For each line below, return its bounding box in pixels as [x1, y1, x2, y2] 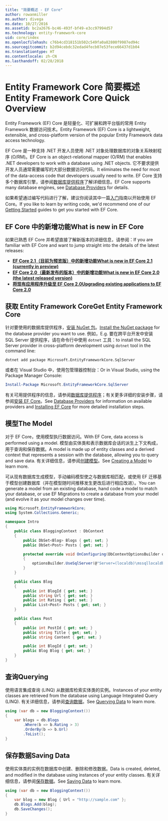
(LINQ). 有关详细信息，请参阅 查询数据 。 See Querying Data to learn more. [5, 698, 156, 705]
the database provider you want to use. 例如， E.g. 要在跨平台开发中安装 [5, 330, 153, 336]
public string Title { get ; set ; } [23, 630, 97, 635]
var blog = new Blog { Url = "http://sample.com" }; [14, 798, 126, 803]
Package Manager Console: [5, 372, 62, 378]
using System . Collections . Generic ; [5, 510, 79, 515]
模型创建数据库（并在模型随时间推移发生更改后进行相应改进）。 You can [9, 480, 156, 486]
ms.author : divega [5, 16, 43, 21]
